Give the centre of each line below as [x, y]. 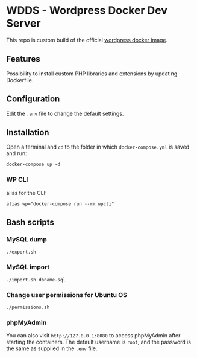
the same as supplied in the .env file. [52, 348]
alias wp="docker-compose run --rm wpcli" [60, 204]
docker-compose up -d [33, 165]
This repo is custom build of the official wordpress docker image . [87, 40]
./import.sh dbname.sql [36, 280]
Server [23, 23]
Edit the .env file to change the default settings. [65, 113]
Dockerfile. [20, 80]
